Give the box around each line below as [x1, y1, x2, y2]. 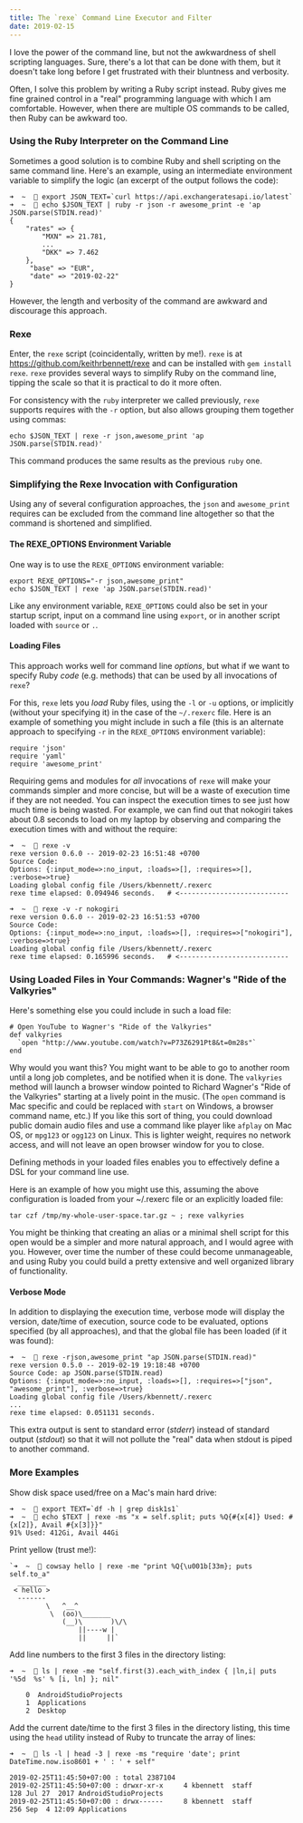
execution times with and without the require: [9, 823, 178, 834]
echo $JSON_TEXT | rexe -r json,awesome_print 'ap [9, 432, 204, 441]
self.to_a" [9, 1569, 51, 1578]
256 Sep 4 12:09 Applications [9, 1805, 128, 1814]
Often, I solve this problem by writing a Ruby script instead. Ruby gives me [9, 83, 287, 94]
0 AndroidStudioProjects [25, 1690, 124, 1700]
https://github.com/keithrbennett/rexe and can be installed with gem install [9, 358, 292, 369]
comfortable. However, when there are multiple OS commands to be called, [9, 102, 289, 113]
